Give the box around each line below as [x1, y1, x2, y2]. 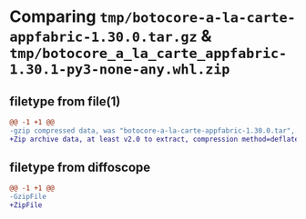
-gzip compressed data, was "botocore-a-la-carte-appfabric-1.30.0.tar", [9, 125, 296, 135]
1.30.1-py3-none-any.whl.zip [9, 61, 230, 78]
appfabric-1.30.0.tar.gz [9, 29, 198, 46]
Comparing [9, 6, 97, 27]
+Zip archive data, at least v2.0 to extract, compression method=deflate [9, 134, 300, 144]
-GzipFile [9, 193, 47, 202]
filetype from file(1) [9, 94, 121, 109]
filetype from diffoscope [9, 160, 151, 175]
